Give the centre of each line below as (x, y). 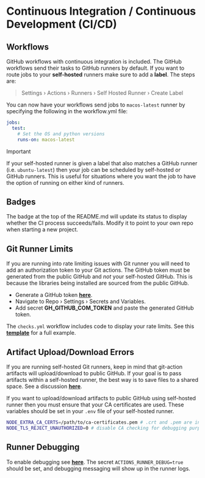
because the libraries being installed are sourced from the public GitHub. (98, 283)
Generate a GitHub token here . (54, 295)
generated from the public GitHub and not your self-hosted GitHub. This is (100, 277)
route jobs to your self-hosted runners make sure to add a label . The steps (101, 74)
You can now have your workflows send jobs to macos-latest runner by (96, 105)
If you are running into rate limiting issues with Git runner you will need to (98, 264)
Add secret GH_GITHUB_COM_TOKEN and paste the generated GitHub (104, 308)
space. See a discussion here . (44, 386)
